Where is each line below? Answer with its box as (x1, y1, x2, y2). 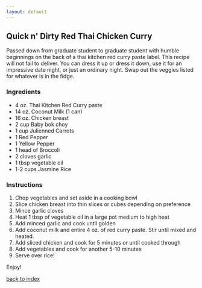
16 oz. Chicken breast (14, 114, 69, 121)
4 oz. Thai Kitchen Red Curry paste (14, 101, 103, 108)
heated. (14, 233, 34, 240)
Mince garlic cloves (14, 207, 64, 214)
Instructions (6, 180, 43, 189)
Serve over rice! (14, 252, 55, 259)
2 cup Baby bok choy (14, 121, 68, 128)
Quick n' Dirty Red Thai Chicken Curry (6, 31, 153, 42)
